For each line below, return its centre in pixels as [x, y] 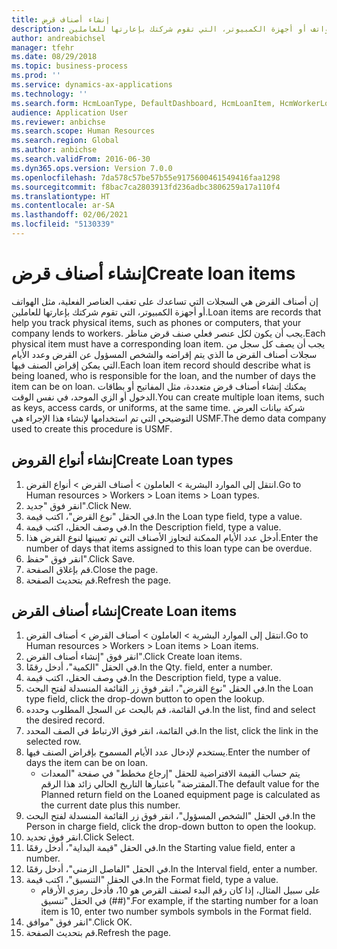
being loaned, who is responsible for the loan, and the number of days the [163, 375]
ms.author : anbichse [54, 150]
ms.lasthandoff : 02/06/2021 [70, 215]
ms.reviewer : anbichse [58, 122]
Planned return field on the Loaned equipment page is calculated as [180, 795]
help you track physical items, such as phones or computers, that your [156, 322]
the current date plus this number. [110, 805]
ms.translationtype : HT [61, 196]
